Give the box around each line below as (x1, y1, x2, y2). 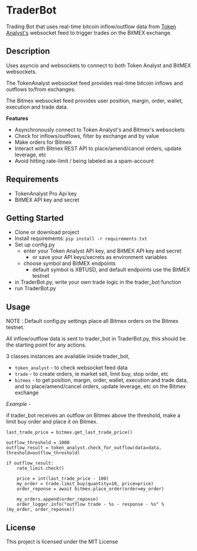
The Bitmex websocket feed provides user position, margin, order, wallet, (6, 97, 183, 104)
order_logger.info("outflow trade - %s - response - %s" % (16, 502, 165, 508)
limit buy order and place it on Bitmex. (6, 418, 98, 425)
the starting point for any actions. (6, 341, 87, 348)
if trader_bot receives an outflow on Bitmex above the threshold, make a (6, 412, 181, 419)
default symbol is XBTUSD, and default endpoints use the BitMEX (32, 266, 191, 273)
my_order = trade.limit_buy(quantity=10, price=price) (16, 481, 154, 487)
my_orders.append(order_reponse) (16, 496, 99, 502)
